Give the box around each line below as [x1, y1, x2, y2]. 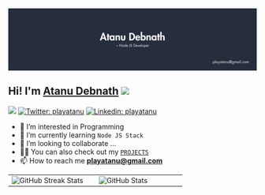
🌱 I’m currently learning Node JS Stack [19, 130, 144, 140]
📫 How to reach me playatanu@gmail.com [19, 156, 163, 165]
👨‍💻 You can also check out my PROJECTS [19, 147, 149, 156]
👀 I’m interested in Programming [19, 122, 125, 131]
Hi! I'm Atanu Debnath [8, 84, 119, 98]
